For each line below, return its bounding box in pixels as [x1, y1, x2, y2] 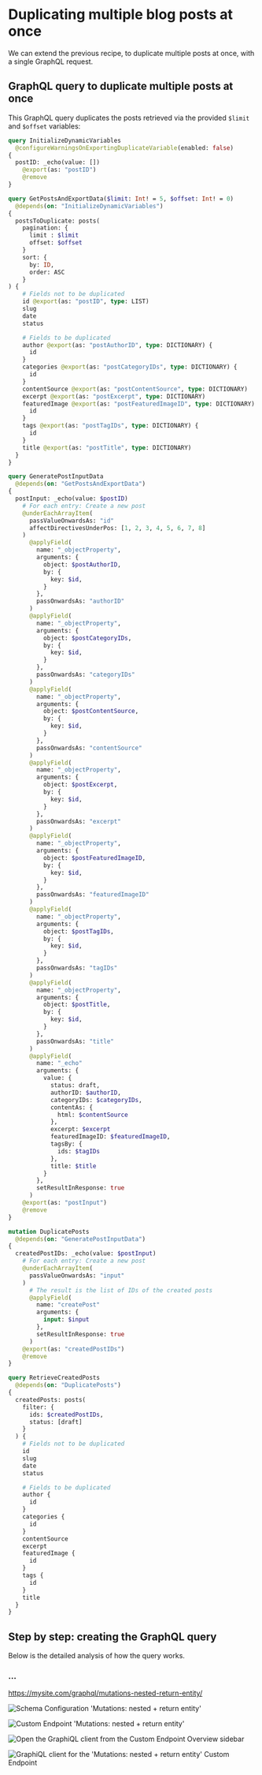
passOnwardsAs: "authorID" [36, 597, 125, 605]
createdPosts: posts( [15, 1396, 87, 1403]
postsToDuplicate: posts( [15, 217, 101, 225]
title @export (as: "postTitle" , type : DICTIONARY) [22, 443, 192, 451]
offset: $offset [28, 239, 83, 247]
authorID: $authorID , [50, 1089, 122, 1097]
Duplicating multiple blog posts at [8, 6, 234, 24]
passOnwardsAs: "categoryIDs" [36, 671, 135, 678]
